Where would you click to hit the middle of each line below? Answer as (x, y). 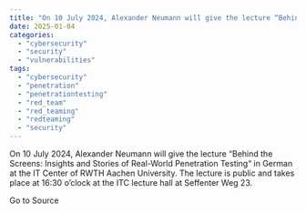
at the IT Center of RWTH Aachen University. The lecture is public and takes (152, 173)
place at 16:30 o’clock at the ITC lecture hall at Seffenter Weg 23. (131, 183)
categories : (32, 35)
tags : (20, 69)
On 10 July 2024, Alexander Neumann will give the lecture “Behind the (141, 154)
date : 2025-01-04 (42, 26)
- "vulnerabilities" (56, 60)
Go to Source (34, 200)
